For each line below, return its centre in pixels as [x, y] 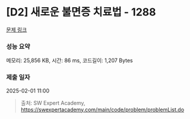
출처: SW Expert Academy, [53, 103]
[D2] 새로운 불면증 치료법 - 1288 [81, 12]
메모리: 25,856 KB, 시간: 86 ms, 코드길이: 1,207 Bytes [69, 60]
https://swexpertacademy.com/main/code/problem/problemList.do [102, 110]
